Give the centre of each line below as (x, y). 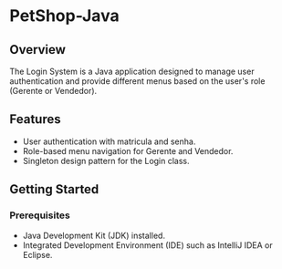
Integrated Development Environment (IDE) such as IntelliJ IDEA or (148, 245)
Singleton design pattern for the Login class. (106, 160)
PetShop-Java (65, 16)
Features (35, 119)
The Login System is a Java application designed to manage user (132, 71)
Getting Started (54, 189)
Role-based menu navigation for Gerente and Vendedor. (128, 150)
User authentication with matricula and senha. (109, 141)
